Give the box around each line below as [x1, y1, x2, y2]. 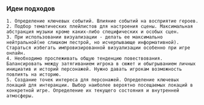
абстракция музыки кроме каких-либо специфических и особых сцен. [6, 29, 179, 35]
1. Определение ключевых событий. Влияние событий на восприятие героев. [6, 18, 199, 24]
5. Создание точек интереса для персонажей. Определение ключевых [6, 77, 179, 83]
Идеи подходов [6, 4, 55, 13]
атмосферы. [6, 93, 34, 99]
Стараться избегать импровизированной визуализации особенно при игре [6, 45, 191, 51]
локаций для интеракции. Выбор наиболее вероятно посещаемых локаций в [6, 82, 193, 89]
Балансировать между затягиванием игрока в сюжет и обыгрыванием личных [6, 61, 196, 67]
